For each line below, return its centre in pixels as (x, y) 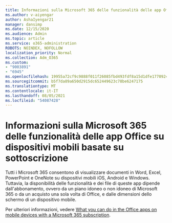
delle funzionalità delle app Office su (85, 137)
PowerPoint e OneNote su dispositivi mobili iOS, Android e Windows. (78, 178)
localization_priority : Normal (39, 53)
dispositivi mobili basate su (65, 148)
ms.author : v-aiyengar (29, 15)
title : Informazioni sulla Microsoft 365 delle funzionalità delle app (83, 10)
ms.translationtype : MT (31, 86)
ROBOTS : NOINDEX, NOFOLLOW (34, 48)
